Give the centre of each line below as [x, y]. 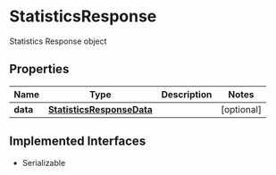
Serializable [44, 162]
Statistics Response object [58, 41]
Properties [39, 69]
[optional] [241, 109]
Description [187, 94]
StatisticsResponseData [100, 109]
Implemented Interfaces [78, 142]
